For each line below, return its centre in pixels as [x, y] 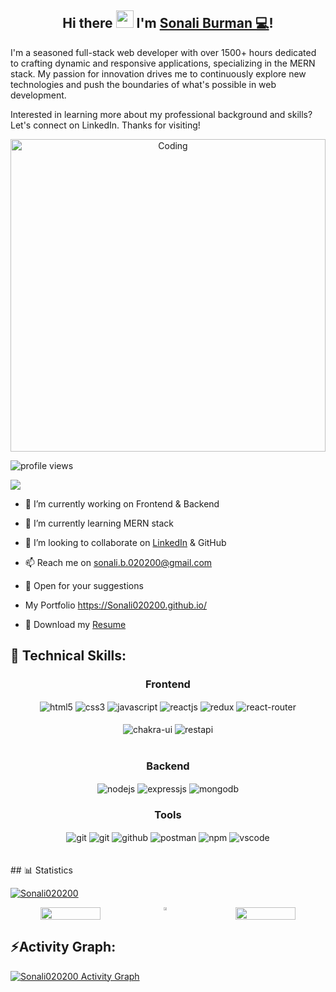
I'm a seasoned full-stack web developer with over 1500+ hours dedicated [163, 52]
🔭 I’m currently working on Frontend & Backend [122, 503]
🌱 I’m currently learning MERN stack [99, 523]
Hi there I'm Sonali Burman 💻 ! [168, 23]
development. [38, 95]
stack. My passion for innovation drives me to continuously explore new [158, 73]
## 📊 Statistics [41, 870]
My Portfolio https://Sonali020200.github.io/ [116, 605]
